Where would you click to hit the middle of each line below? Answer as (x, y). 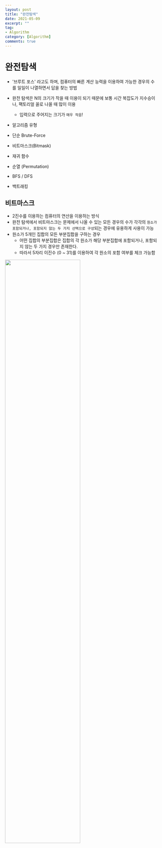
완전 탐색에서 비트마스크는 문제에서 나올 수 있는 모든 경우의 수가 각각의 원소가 (84, 222)
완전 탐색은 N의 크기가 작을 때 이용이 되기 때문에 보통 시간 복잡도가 (75, 98)
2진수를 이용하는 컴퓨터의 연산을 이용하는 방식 (56, 216)
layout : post (18, 10)
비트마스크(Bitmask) (31, 146)
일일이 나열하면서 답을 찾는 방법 (47, 87)
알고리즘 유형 (25, 125)
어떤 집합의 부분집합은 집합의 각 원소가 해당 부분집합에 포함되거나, (82, 240)
